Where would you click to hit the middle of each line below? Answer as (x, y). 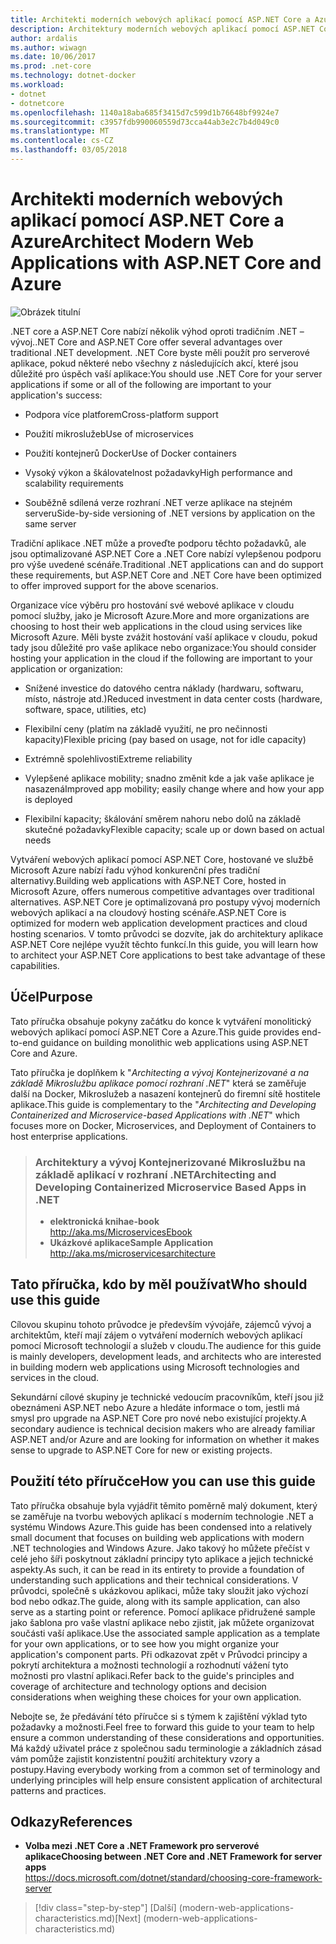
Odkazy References (71, 1821)
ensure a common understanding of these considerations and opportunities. (167, 1737)
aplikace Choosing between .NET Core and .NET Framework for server (173, 1857)
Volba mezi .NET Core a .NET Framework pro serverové (142, 1846)
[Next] (128, 1918)
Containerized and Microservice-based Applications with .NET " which (155, 1115)
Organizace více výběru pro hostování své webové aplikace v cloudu (152, 605)
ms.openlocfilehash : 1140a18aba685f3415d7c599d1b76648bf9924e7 (145, 112)
